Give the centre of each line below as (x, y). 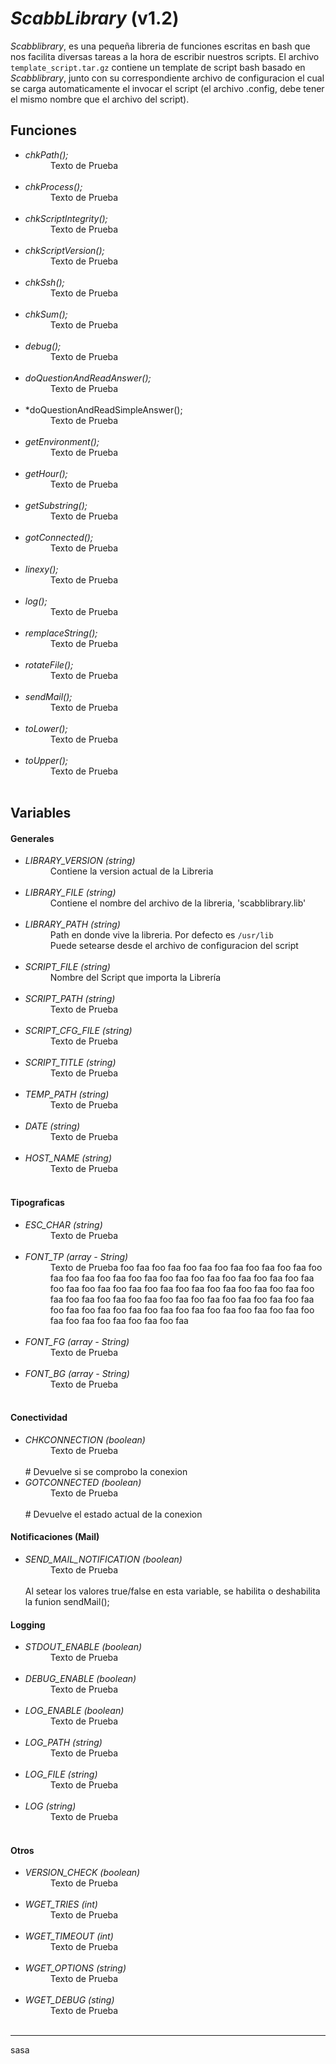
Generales (32, 838)
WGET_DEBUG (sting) (69, 2000)
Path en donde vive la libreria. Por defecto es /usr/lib (161, 935)
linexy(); (41, 569)
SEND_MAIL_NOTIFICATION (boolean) (103, 1559)
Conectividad (39, 1418)
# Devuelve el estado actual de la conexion (113, 1514)
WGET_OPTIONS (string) (75, 1968)
